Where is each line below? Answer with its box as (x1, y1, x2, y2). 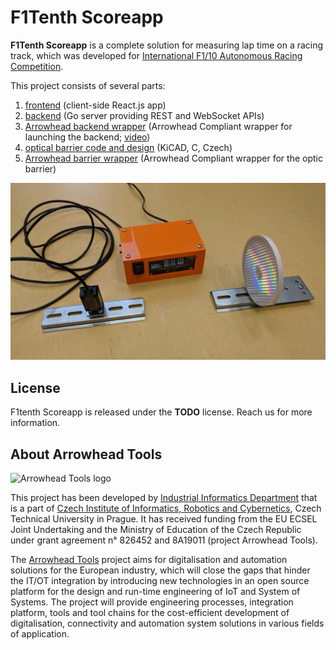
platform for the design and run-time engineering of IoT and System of (10, 586, 301, 598)
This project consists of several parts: (10, 79, 166, 91)
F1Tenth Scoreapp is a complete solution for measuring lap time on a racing (10, 39, 324, 51)
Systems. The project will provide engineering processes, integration (10, 596, 294, 608)
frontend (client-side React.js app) (24, 99, 167, 111)
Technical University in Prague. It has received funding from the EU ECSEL (10, 513, 318, 525)
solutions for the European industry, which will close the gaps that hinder (10, 564, 311, 576)
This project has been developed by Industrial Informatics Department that (10, 492, 318, 504)
